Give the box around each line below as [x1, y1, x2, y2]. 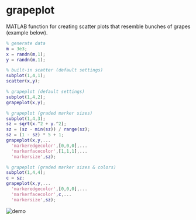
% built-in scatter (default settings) [6, 67, 104, 73]
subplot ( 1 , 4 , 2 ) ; [6, 94, 46, 100]
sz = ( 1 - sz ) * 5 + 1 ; [6, 132, 64, 138]
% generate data [6, 40, 46, 46]
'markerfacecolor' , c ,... [11, 191, 72, 197]
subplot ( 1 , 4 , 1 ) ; [6, 73, 46, 79]
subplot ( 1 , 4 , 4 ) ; [6, 170, 46, 176]
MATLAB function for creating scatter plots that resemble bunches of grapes [6, 23, 191, 30]
